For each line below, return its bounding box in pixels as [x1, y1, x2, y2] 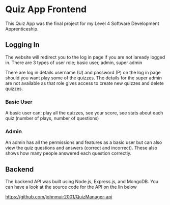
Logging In [5, 41, 40, 49]
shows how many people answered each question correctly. [5, 150, 131, 156]
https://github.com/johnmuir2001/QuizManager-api [5, 194, 112, 200]
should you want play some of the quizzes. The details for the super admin [5, 75, 162, 81]
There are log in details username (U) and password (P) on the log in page [5, 69, 161, 75]
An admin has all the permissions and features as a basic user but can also [5, 139, 162, 145]
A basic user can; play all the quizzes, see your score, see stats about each [5, 110, 163, 116]
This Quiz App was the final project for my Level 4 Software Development [5, 20, 159, 26]
